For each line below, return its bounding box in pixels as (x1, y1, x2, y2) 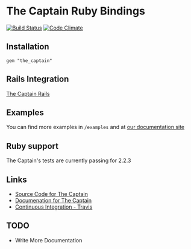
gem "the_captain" (6, 57, 52, 64)
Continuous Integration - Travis (14, 203, 93, 210)
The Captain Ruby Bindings (6, 4, 146, 18)
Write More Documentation (14, 236, 83, 244)
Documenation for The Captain (14, 197, 92, 204)
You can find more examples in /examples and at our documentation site (6, 124, 185, 131)
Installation (6, 42, 49, 52)
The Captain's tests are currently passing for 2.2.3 (6, 157, 131, 164)
